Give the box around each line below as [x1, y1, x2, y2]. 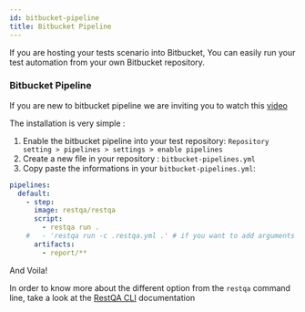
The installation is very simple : [9, 118, 126, 129]
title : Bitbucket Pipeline [9, 22, 112, 31]
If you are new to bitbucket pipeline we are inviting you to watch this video [9, 99, 289, 110]
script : [33, 214, 64, 224]
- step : [25, 197, 55, 206]
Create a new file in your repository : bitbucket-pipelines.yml [22, 152, 256, 164]
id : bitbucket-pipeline [9, 13, 100, 23]
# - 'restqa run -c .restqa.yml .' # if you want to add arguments [25, 232, 296, 241]
